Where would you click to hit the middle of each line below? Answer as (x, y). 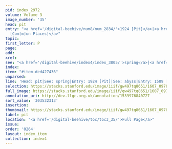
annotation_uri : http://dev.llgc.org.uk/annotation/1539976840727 (78, 96)
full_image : (18, 91)
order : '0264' (20, 129)
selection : (17, 86)
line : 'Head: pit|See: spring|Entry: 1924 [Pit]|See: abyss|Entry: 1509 (84, 81)
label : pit (17, 115)
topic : (12, 39)
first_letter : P (23, 44)
